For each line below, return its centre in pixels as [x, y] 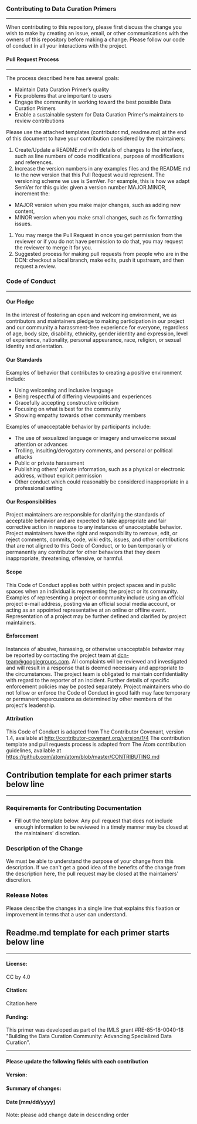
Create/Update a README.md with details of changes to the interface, [99, 149]
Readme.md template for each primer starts [88, 933]
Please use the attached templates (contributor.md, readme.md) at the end [96, 132]
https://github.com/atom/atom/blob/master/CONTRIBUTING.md [83, 757]
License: [17, 964]
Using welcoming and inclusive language [64, 391]
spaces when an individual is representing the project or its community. [92, 591]
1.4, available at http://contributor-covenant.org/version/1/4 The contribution [98, 738]
